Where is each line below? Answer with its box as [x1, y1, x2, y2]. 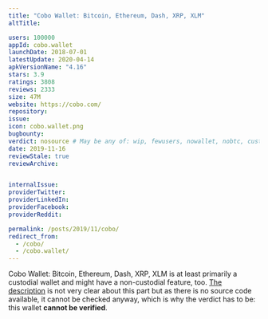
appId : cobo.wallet [8, 41, 73, 49]
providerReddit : [8, 211, 62, 219]
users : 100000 [8, 33, 56, 41]
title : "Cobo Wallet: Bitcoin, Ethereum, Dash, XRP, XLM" [8, 11, 205, 20]
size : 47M [8, 93, 41, 100]
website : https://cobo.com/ [8, 100, 102, 108]
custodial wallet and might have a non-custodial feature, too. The [8, 278, 223, 287]
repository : [8, 108, 48, 116]
